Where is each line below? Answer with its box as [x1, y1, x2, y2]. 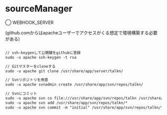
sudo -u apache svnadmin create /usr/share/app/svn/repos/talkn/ [5, 82, 143, 87]
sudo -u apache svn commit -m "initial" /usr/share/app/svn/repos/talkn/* [5, 105, 164, 110]
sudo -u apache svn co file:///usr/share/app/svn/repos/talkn [5, 96, 137, 101]
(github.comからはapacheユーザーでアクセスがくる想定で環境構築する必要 [5, 29, 158, 35]
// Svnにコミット [5, 91, 37, 96]
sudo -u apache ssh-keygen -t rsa [5, 55, 77, 60]
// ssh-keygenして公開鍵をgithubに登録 [5, 50, 81, 55]
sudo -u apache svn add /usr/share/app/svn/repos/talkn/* [5, 100, 128, 105]
